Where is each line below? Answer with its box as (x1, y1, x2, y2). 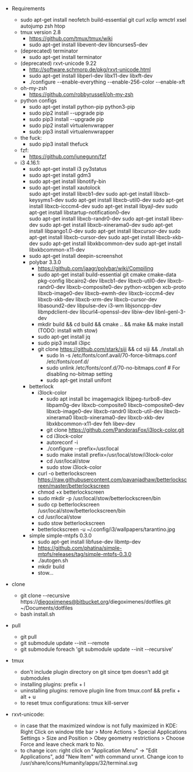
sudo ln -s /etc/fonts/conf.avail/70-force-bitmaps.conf (46, 352, 177, 359)
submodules (20, 675, 51, 681)
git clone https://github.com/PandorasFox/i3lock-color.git (46, 426, 185, 433)
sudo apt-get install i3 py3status (29, 166, 107, 172)
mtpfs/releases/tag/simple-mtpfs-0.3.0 (37, 551, 132, 557)
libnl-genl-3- (155, 308, 186, 315)
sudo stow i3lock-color (46, 464, 102, 470)
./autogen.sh (37, 557, 68, 564)
